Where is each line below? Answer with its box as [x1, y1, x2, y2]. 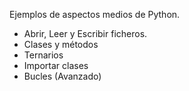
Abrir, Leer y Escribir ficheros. [23, 28, 148, 39]
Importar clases [23, 60, 89, 71]
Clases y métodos [23, 39, 99, 50]
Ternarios [23, 49, 64, 61]
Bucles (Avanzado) [23, 70, 102, 82]
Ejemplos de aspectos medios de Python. [9, 9, 181, 20]
